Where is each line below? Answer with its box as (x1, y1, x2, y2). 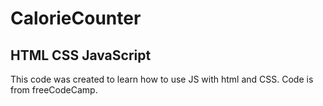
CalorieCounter (10, 7, 142, 30)
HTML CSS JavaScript (10, 47, 152, 64)
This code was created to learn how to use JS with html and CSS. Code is (10, 73, 314, 85)
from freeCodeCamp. (10, 84, 98, 96)
